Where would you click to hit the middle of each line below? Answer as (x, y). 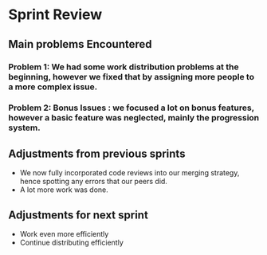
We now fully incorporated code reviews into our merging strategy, (130, 173)
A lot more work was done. (64, 190)
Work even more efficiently (64, 234)
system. (25, 127)
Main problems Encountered (80, 44)
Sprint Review (55, 15)
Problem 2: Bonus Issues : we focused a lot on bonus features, (132, 108)
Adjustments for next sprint (79, 215)
